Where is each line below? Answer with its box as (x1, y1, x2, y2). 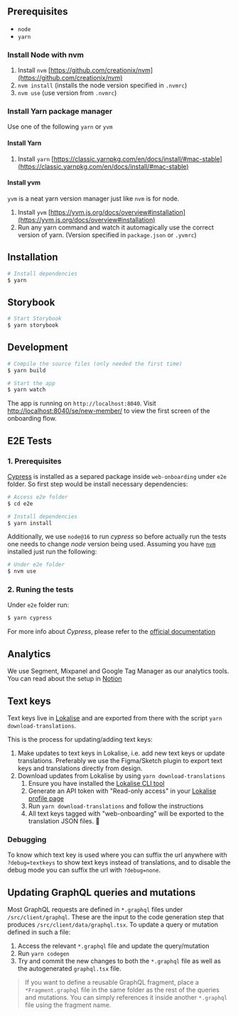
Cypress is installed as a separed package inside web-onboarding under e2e (7, 472, 227, 480)
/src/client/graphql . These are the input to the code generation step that (7, 913, 225, 922)
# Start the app (7, 379, 55, 387)
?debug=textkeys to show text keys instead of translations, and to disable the (7, 858, 231, 867)
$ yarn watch (7, 387, 46, 394)
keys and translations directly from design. (17, 764, 143, 772)
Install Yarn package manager (7, 107, 113, 117)
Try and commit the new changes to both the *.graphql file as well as (17, 957, 222, 966)
